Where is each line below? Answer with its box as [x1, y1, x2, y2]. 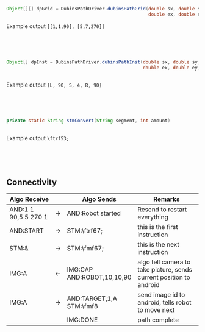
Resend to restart [137, 205, 187, 213]
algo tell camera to [137, 258, 191, 266]
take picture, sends [137, 265, 192, 274]
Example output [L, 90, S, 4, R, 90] [6, 81, 103, 88]
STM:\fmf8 [67, 302, 99, 310]
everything [137, 213, 169, 221]
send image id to [137, 290, 185, 298]
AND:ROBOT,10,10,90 [67, 273, 132, 281]
